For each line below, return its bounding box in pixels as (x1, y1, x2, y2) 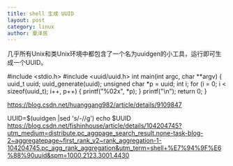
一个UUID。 (13, 59, 47, 67)
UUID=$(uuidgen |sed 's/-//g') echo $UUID (7, 114, 131, 123)
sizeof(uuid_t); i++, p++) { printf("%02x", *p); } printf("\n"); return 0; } (7, 87, 207, 96)
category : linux (7, 23, 54, 30)
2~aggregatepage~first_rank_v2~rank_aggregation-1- (7, 137, 162, 145)
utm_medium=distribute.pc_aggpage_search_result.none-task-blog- (7, 129, 204, 137)
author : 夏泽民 (7, 29, 48, 37)
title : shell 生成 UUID (7, 10, 75, 17)
